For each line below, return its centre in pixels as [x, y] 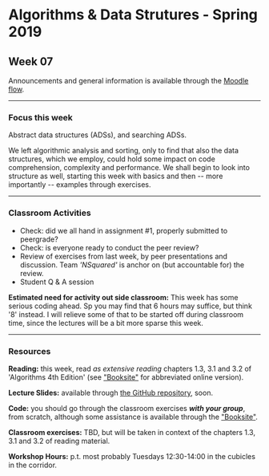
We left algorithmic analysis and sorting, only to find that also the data [123, 151]
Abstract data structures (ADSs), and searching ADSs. [97, 135]
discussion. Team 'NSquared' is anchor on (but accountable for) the [132, 264]
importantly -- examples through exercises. [80, 185]
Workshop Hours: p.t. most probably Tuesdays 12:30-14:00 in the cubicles [132, 456]
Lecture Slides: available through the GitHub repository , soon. [111, 393]
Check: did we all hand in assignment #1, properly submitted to [124, 230]
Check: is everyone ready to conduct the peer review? [109, 247]
